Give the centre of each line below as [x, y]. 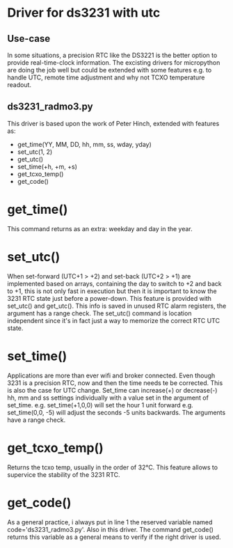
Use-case [29, 39]
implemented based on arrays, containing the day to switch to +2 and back [114, 283]
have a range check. [37, 420]
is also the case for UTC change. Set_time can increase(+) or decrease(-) [112, 390]
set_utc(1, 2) [35, 152]
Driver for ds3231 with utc [84, 13]
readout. [19, 85]
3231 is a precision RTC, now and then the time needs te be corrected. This [115, 383]
